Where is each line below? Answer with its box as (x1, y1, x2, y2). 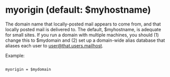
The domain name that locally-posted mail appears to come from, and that (5, 21, 161, 27)
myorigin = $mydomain (5, 67, 51, 72)
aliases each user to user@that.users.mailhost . (5, 42, 103, 48)
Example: (5, 53, 25, 59)
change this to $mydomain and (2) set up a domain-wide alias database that (5, 37, 165, 43)
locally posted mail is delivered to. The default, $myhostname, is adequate (5, 26, 161, 32)
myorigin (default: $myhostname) (5, 4, 151, 16)
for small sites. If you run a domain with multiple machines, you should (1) (5, 32, 159, 38)
